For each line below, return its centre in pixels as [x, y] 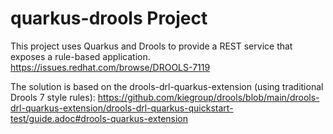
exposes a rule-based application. [80, 56]
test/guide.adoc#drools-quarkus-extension [99, 118]
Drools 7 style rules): [53, 97]
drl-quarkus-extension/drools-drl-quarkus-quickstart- [122, 108]
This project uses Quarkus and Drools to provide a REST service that [151, 46]
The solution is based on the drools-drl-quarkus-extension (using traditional [167, 86]
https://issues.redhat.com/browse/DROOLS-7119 [110, 67]
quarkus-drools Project [109, 18]
